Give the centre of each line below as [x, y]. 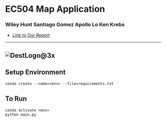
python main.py [21, 115]
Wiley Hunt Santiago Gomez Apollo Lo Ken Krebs [65, 25]
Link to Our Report [31, 35]
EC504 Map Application [55, 9]
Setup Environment [35, 72]
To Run [16, 99]
